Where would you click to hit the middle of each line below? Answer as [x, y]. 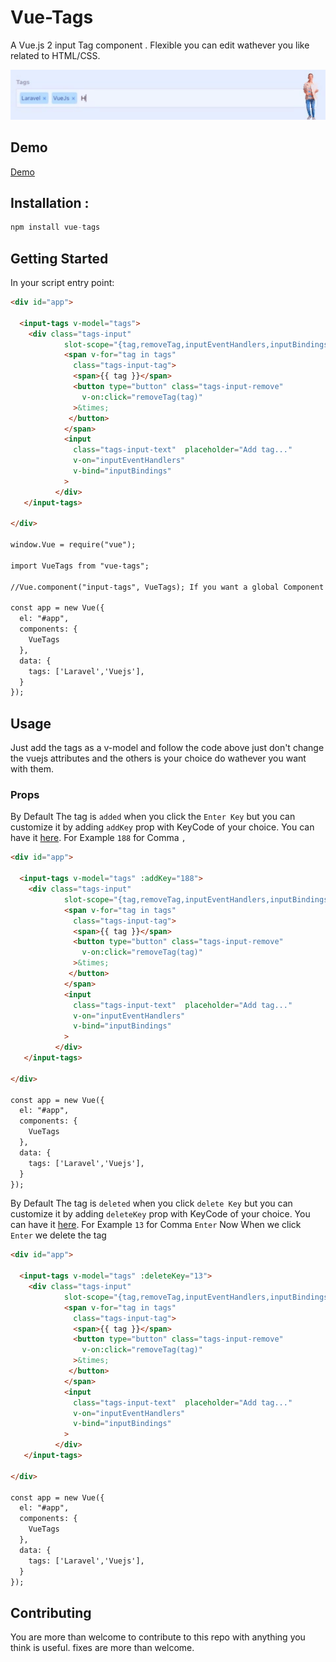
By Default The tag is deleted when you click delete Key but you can [151, 1203]
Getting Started [59, 258]
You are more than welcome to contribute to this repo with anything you [158, 1637]
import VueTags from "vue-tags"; [80, 566]
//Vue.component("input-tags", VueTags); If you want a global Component [167, 587]
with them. [32, 769]
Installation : [50, 202]
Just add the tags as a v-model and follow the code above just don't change [167, 748]
